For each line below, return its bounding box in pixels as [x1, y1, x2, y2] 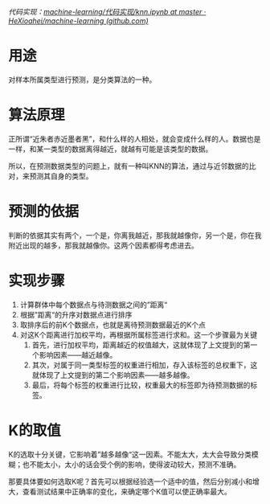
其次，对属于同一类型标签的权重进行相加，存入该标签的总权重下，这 [31, 360, 258, 370]
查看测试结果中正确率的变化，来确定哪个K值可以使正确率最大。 [22, 486, 231, 496]
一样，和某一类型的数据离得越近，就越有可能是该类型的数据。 [8, 144, 213, 154]
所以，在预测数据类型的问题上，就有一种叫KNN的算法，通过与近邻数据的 [8, 161, 249, 170]
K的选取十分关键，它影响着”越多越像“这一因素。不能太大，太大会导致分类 [8, 449, 252, 459]
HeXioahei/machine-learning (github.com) [8, 16, 149, 26]
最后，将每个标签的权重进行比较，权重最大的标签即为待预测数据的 [31, 380, 251, 390]
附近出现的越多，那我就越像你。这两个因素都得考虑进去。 [8, 240, 198, 250]
